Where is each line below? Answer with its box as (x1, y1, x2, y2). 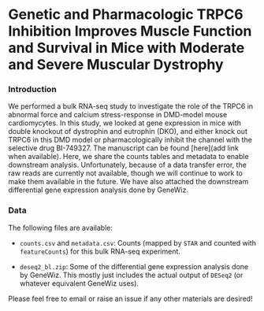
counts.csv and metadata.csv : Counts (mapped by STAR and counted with (19, 238, 256, 247)
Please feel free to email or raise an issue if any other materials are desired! (8, 294, 254, 303)
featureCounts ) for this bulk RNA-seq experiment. (19, 246, 181, 256)
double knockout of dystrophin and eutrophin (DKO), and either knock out (8, 127, 248, 136)
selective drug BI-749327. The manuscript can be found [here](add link (8, 143, 239, 153)
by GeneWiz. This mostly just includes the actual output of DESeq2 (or (19, 270, 244, 280)
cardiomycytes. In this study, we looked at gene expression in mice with (8, 118, 242, 128)
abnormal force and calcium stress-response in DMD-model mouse (8, 110, 228, 120)
